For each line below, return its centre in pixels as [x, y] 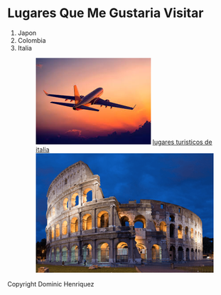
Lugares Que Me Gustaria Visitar [106, 13]
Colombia [32, 40]
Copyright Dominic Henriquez [51, 284]
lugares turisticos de [182, 142]
